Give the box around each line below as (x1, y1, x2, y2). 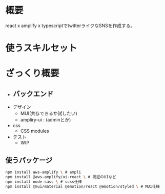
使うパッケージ (5, 156, 53, 164)
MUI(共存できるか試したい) (20, 110, 78, 116)
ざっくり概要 (5, 67, 60, 79)
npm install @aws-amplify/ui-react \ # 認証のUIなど (5, 174, 116, 179)
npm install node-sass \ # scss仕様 (5, 179, 82, 184)
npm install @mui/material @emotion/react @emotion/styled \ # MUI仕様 (5, 184, 160, 189)
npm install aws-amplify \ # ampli (5, 169, 81, 175)
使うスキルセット (5, 42, 78, 54)
